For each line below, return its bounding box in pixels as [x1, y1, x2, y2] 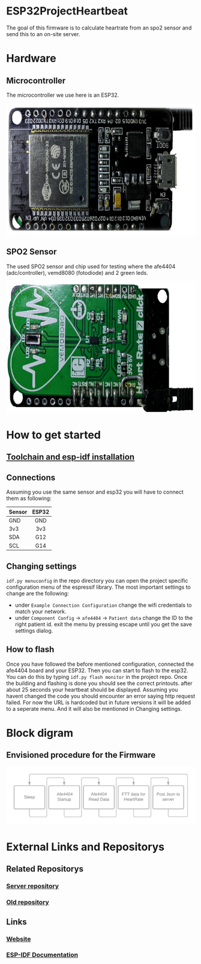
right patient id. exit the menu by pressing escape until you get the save [14, 621, 192, 628]
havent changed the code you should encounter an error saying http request [6, 692, 196, 699]
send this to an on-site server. [6, 30, 80, 37]
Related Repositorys [6, 864, 84, 874]
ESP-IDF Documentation [6, 951, 79, 959]
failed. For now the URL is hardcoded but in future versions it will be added [6, 699, 191, 706]
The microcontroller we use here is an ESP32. [6, 91, 119, 99]
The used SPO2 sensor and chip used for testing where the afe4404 [6, 263, 176, 270]
